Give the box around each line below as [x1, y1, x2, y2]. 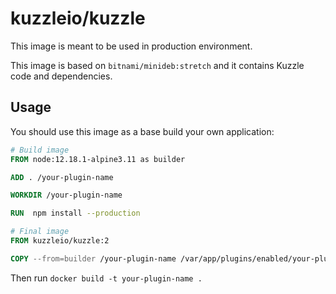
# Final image [10, 227, 70, 237]
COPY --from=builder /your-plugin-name [10, 253, 177, 264]
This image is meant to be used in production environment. [10, 40, 253, 52]
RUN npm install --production [10, 208, 141, 219]
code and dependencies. [10, 70, 113, 82]
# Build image [10, 145, 70, 155]
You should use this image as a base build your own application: [10, 125, 275, 137]
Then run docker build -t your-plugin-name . [10, 272, 203, 284]
